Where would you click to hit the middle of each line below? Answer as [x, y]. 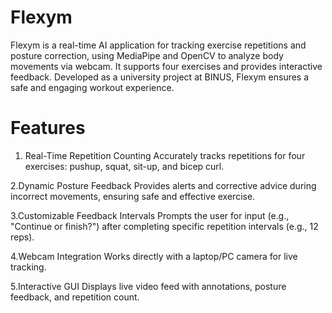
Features [48, 128]
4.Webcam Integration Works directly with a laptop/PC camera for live [154, 256]
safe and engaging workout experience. [92, 87]
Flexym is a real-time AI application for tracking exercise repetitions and [158, 45]
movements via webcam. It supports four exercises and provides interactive [166, 66]
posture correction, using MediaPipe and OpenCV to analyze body [147, 55]
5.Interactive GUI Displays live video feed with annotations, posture [148, 286]
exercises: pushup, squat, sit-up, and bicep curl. [124, 166]
